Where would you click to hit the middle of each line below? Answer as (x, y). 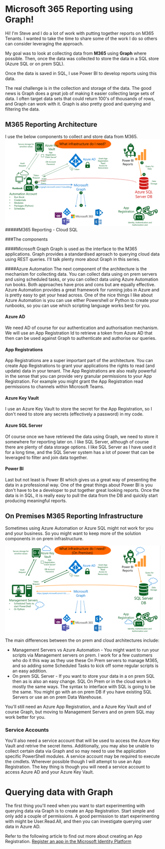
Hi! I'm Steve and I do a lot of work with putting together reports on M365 (80, 33)
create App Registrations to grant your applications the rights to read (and (80, 366)
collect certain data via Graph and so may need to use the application (76, 751)
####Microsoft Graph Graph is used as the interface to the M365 (71, 249)
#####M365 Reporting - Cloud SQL (41, 229)
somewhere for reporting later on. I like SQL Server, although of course (77, 442)
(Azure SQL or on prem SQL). (35, 64)
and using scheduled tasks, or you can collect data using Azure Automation (82, 279)
